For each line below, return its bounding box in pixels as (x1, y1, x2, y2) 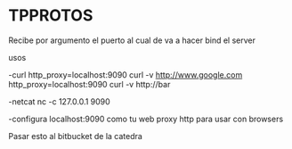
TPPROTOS (8, 5, 93, 26)
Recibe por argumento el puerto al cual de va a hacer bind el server (8, 35, 255, 46)
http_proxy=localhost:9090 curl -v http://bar (8, 79, 171, 89)
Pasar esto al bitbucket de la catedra (8, 130, 143, 141)
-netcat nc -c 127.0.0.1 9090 (8, 95, 110, 107)
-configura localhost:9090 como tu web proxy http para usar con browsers (8, 113, 284, 124)
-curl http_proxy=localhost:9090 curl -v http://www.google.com (8, 69, 243, 80)
